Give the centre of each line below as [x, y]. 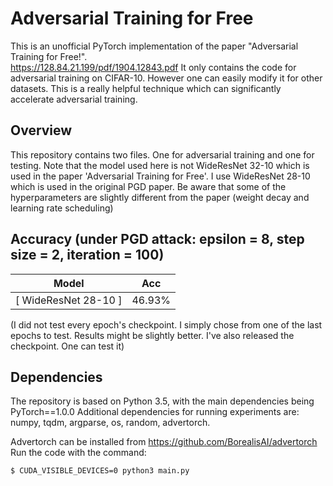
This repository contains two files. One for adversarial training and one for [162, 154]
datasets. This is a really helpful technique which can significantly [146, 88]
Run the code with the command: [78, 453]
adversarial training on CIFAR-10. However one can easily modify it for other [166, 78]
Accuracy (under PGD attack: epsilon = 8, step [157, 239]
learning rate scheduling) [62, 208]
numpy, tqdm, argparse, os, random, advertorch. [110, 423]
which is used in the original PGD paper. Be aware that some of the [148, 186]
